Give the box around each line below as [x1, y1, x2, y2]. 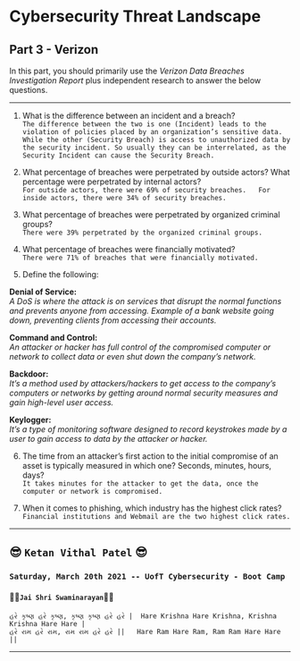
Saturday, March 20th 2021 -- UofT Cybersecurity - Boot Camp [9, 572, 286, 582]
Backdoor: [9, 369, 49, 379]
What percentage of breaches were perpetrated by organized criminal [21, 209, 280, 220]
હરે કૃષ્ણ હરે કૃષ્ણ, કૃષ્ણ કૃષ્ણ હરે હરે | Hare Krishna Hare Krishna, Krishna [9, 611, 277, 621]
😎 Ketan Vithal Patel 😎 [9, 545, 148, 560]
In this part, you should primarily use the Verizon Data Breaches [9, 65, 246, 76]
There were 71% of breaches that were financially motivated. [21, 253, 259, 262]
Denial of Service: [9, 286, 78, 297]
